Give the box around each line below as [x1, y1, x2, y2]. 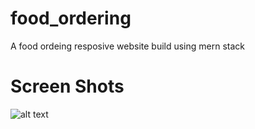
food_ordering [10, 7, 132, 30]
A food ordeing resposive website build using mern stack [10, 40, 246, 52]
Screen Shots [10, 75, 125, 98]
